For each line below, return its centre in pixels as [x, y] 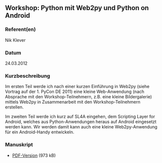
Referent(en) [20, 30]
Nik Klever [15, 40]
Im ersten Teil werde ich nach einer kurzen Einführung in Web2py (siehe [77, 87]
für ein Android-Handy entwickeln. [40, 132]
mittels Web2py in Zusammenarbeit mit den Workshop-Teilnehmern [73, 102]
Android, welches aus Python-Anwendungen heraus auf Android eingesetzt [81, 122]
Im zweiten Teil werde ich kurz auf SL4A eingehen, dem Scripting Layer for [80, 117]
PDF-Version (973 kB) [34, 155]
